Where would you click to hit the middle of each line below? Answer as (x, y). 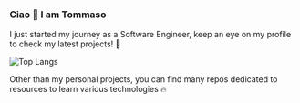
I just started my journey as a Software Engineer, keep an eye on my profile (150, 35)
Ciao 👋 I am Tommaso (58, 15)
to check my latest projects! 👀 (65, 44)
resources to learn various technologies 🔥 (88, 89)
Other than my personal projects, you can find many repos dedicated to (144, 79)
